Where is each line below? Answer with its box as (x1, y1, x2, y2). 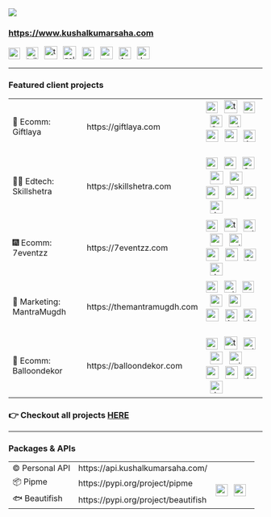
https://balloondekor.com (86, 361, 183, 372)
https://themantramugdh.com (86, 302, 198, 313)
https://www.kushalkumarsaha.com (8, 27, 154, 39)
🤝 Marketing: (12, 296, 60, 307)
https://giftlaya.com (86, 121, 161, 132)
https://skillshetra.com (86, 181, 172, 192)
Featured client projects (8, 80, 104, 91)
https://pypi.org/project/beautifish (77, 494, 207, 505)
